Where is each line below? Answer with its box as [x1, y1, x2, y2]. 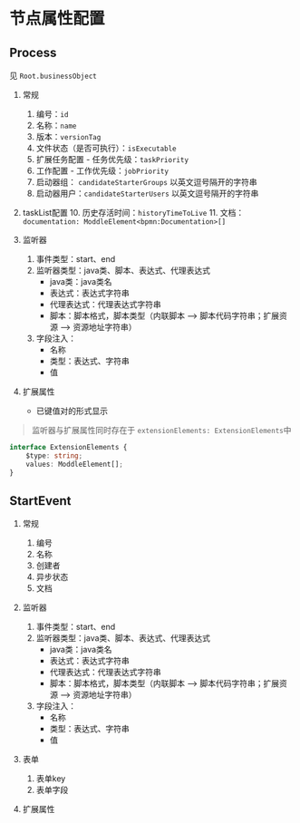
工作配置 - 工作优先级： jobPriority [35, 165, 169, 176]
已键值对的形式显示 [35, 405, 109, 416]
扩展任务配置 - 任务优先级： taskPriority [35, 154, 189, 164]
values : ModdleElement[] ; [25, 460, 124, 469]
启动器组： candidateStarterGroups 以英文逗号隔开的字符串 [35, 177, 257, 187]
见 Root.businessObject [9, 70, 97, 81]
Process [9, 44, 57, 60]
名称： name [35, 120, 77, 131]
